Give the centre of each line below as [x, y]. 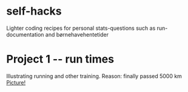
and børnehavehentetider [77, 34]
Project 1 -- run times [60, 59]
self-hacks [34, 11]
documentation [25, 34]
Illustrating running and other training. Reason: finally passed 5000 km [94, 76]
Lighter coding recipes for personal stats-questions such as [81, 28]
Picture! [16, 82]
